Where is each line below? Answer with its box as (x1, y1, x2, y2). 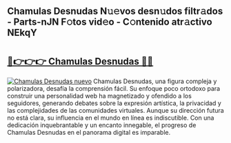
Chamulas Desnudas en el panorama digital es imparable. (7, 129, 171, 136)
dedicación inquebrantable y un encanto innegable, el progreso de (7, 121, 197, 129)
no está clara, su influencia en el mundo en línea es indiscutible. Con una (7, 113, 214, 122)
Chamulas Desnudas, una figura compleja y (92, 77, 217, 85)
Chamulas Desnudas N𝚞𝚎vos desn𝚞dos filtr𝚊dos (7, 5, 223, 17)
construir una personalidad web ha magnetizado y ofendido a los (7, 92, 192, 100)
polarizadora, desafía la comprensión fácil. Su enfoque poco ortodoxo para (7, 85, 221, 92)
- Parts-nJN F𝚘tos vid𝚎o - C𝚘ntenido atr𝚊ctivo (7, 16, 212, 28)
